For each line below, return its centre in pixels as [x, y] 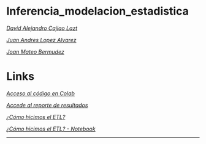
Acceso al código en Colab [41, 93]
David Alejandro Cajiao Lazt [42, 28]
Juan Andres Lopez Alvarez [41, 40]
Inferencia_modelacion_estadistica [97, 11]
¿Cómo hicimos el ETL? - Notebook [51, 129]
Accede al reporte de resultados [47, 105]
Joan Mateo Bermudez [35, 52]
